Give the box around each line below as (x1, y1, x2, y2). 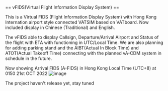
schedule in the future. (5, 55, 52, 61)
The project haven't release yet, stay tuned (5, 80, 95, 86)
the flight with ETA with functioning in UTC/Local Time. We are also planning (5, 39, 163, 45)
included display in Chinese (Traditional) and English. (5, 24, 115, 30)
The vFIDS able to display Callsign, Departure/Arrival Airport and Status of (5, 34, 159, 40)
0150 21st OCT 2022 (5, 70, 48, 76)
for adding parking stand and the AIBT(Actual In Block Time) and (5, 45, 139, 50)
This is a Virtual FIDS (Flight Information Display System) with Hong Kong (5, 14, 157, 19)
